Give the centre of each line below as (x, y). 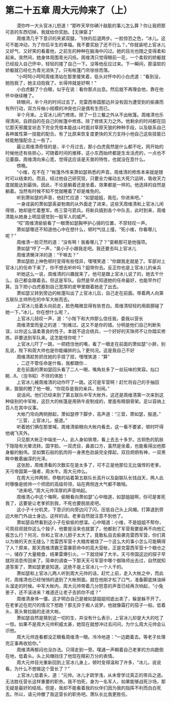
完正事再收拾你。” (23, 643)
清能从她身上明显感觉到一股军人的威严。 (48, 217)
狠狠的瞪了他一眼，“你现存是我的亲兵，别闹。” (62, 388)
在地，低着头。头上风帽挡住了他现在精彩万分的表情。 (61, 656)
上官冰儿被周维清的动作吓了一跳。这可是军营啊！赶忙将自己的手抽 (86, 382)
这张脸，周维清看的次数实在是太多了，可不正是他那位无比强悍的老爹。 (90, 465)
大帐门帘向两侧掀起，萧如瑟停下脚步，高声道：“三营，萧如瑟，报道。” (89, 414)
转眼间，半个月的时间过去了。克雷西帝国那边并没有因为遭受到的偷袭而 (90, 102)
